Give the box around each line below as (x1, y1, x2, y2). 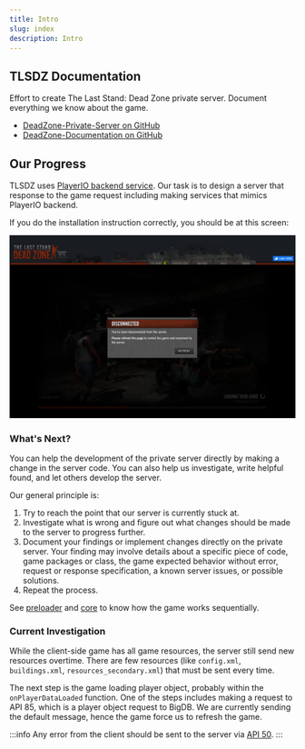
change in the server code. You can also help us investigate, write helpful (9, 463, 284, 474)
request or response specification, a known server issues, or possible (22, 565, 283, 576)
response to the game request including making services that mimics (9, 190, 268, 200)
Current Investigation (9, 625, 106, 638)
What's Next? (9, 432, 71, 444)
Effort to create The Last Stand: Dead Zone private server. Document (9, 93, 268, 104)
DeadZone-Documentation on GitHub (22, 130, 163, 141)
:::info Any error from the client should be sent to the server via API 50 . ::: (9, 729, 283, 740)
